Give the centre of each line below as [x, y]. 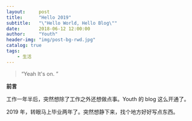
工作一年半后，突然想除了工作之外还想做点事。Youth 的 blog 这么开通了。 [98, 99]
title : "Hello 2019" [39, 17]
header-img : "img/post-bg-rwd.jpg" [51, 40]
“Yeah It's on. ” [40, 73]
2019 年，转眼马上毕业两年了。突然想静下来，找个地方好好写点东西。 [92, 111]
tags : [13, 51]
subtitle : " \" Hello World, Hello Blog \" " [62, 23]
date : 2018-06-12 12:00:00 [48, 29]
